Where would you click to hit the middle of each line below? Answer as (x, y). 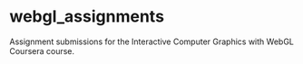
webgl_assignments (87, 17)
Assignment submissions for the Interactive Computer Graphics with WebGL (152, 41)
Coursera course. (42, 50)
